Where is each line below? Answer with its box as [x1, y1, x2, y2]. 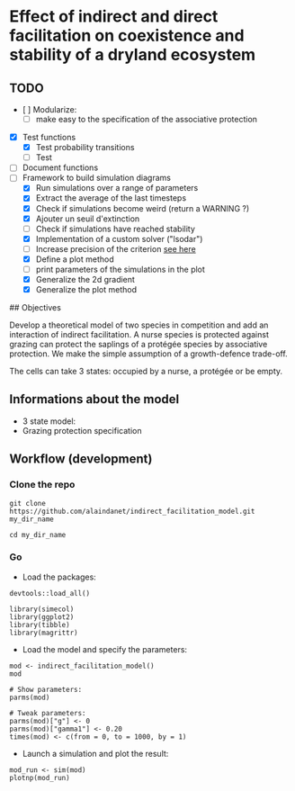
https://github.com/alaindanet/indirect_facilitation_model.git [9, 507, 255, 516]
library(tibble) [9, 620, 70, 629]
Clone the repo [9, 479, 76, 491]
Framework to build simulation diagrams [22, 173, 171, 184]
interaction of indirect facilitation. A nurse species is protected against [9, 329, 270, 340]
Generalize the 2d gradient [35, 274, 135, 284]
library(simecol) [9, 605, 75, 614]
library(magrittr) [9, 628, 78, 637]
